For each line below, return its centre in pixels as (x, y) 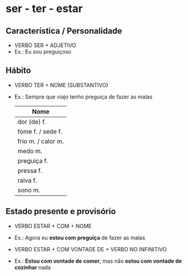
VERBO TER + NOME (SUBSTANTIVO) (61, 85)
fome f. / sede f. (40, 131)
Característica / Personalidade (64, 31)
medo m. (30, 151)
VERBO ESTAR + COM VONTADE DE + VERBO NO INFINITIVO (90, 249)
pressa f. (30, 170)
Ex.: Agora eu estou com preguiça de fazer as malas (80, 238)
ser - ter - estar (44, 9)
